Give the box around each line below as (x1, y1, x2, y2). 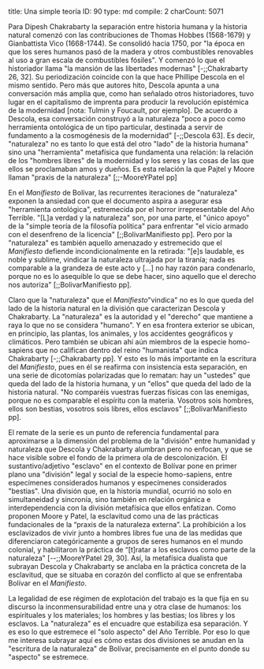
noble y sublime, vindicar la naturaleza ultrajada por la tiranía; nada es (8, 255, 236, 264)
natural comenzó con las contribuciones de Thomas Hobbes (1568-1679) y (8, 31, 251, 39)
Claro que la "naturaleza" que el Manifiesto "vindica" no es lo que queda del (8, 295, 255, 304)
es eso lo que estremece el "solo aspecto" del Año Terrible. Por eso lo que (8, 627, 251, 637)
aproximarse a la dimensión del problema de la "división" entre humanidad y (8, 437, 256, 445)
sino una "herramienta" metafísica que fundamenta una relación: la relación (8, 147, 254, 157)
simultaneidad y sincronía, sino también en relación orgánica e (8, 495, 211, 504)
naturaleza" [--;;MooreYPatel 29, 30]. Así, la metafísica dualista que (8, 553, 229, 563)
